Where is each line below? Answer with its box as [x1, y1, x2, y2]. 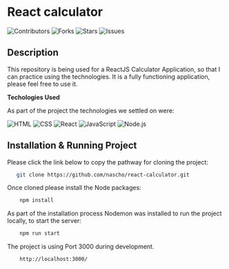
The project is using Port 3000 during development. [7, 242, 155, 251]
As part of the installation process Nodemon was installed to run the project [7, 209, 222, 217]
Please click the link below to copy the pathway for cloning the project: [7, 158, 208, 166]
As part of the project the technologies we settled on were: [7, 106, 175, 114]
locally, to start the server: [7, 217, 81, 225]
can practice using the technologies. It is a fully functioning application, [7, 72, 210, 80]
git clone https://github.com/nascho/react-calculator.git [16, 171, 190, 178]
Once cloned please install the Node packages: [7, 184, 141, 192]
